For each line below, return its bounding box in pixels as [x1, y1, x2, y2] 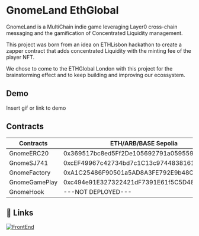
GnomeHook [9, 187, 44, 196]
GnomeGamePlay [9, 178, 58, 186]
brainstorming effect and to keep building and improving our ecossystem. [6, 71, 185, 78]
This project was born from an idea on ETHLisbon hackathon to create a [6, 41, 182, 48]
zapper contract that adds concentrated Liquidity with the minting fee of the [6, 47, 191, 54]
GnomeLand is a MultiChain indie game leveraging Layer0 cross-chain [6, 23, 178, 30]
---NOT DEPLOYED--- [63, 187, 132, 196]
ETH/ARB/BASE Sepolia [110, 139, 178, 147]
